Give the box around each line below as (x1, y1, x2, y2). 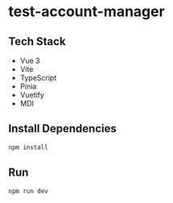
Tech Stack (8, 35, 66, 48)
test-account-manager (8, 2, 165, 21)
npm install (8, 143, 48, 151)
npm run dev (8, 187, 48, 195)
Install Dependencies (8, 122, 117, 135)
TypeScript (19, 73, 57, 82)
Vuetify (19, 90, 44, 99)
